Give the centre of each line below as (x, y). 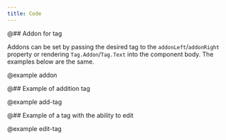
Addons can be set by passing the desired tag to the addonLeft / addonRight (113, 46)
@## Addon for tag (35, 33)
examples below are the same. (51, 61)
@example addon (32, 75)
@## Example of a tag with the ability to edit (70, 115)
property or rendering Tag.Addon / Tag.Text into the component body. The (110, 54)
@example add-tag (35, 102)
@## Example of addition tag (49, 88)
